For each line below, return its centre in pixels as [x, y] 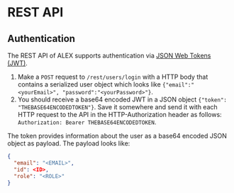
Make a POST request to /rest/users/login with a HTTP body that [113, 77]
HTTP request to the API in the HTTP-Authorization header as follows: [119, 115]
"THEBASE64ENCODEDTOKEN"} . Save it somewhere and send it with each [117, 107]
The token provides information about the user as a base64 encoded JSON [117, 136]
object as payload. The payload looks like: [69, 143]
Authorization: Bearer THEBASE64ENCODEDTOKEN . [87, 122]
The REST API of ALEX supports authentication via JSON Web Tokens [109, 55]
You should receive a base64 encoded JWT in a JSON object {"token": [122, 99]
